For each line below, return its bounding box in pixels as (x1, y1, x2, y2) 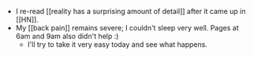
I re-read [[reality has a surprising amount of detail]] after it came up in (15, 7, 246, 16)
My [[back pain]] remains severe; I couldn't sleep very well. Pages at (15, 23, 239, 32)
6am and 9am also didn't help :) (15, 31, 119, 41)
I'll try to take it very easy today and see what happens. (27, 40, 207, 49)
